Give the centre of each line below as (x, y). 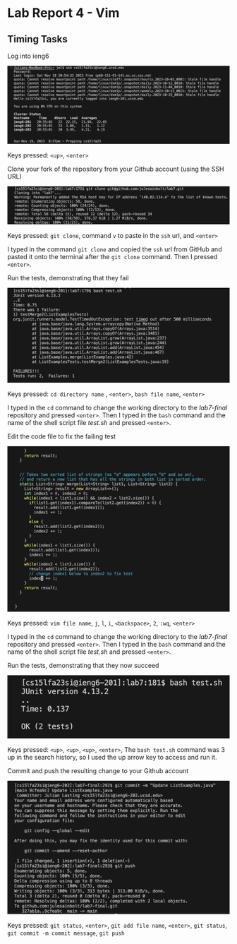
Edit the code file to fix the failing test (62, 436)
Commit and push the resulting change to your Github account (98, 771)
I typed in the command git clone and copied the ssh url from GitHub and (115, 249)
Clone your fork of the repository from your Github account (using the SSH (116, 169)
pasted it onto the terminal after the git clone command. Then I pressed (113, 257)
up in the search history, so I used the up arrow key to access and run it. (112, 758)
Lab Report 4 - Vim (63, 13)
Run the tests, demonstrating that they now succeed (83, 666)
